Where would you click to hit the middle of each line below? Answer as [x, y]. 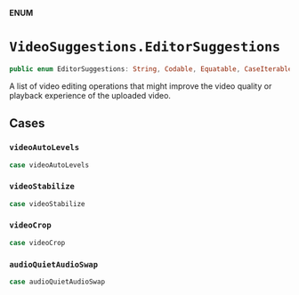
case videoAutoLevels [49, 165]
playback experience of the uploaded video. [90, 95]
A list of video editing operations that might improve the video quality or [141, 86]
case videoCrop [37, 243]
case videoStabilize [48, 203]
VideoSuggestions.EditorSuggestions [145, 48]
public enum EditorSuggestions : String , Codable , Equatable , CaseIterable [151, 69]
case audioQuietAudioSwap [57, 282]
